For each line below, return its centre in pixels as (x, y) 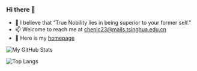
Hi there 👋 (21, 10)
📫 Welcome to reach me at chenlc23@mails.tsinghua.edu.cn (91, 29)
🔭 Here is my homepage (45, 38)
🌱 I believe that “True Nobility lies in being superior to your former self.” (103, 23)
